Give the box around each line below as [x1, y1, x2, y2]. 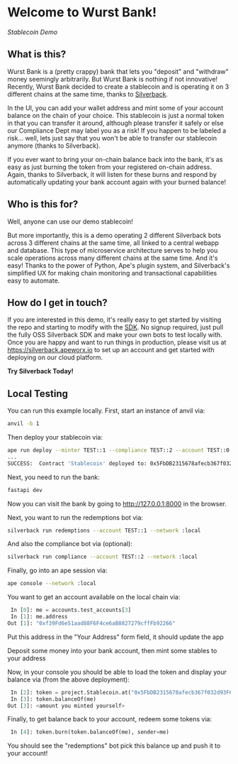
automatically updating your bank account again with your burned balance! [7, 178, 227, 186]
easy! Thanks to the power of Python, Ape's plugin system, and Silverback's [7, 261, 230, 270]
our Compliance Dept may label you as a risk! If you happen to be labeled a [7, 126, 227, 135]
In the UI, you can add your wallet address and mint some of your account [7, 104, 224, 112]
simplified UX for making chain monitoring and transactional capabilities [7, 268, 217, 277]
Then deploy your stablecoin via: [7, 433, 103, 442]
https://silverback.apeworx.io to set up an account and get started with [7, 346, 215, 354]
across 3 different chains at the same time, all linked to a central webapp [7, 239, 220, 247]
